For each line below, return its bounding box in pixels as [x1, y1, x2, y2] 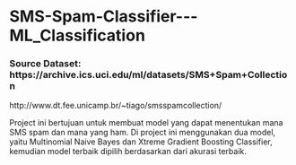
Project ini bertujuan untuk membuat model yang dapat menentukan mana [9, 117, 283, 128]
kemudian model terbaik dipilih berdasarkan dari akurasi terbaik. [9, 146, 247, 157]
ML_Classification [9, 25, 146, 46]
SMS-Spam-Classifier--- [9, 6, 198, 27]
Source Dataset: [9, 57, 82, 70]
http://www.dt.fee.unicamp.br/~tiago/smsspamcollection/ [9, 100, 222, 111]
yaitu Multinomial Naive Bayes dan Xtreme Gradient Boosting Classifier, [9, 136, 273, 147]
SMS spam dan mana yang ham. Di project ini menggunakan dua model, [9, 127, 276, 138]
